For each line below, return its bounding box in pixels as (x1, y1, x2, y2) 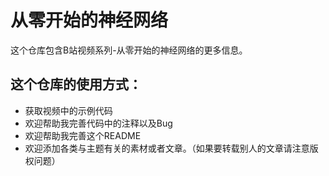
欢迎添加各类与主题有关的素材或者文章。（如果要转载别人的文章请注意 (24, 142, 310, 154)
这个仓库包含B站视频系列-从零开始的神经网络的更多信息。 (10, 44, 248, 56)
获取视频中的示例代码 (24, 104, 113, 116)
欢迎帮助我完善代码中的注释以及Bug (24, 117, 173, 129)
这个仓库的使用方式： (10, 76, 142, 93)
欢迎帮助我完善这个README (24, 129, 142, 141)
